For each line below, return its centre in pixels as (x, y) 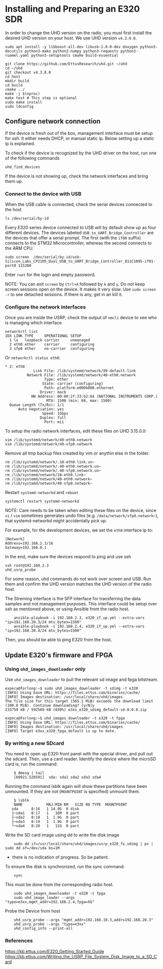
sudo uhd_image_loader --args (45, 898)
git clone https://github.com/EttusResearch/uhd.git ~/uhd (66, 64)
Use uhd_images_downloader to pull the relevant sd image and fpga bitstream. (82, 679)
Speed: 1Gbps (55, 414)
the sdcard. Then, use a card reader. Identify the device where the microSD (81, 759)
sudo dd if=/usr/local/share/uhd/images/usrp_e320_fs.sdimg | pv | (83, 844)
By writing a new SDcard (35, 743)
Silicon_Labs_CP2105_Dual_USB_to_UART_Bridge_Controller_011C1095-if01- (80, 261)
